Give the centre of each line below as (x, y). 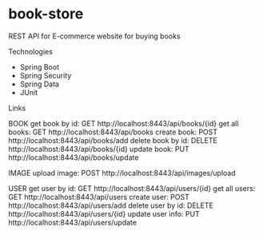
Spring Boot (40, 67)
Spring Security (46, 75)
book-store (46, 14)
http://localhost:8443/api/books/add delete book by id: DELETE (113, 140)
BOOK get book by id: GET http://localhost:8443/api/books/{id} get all (124, 123)
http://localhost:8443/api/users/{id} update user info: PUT (104, 213)
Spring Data (40, 84)
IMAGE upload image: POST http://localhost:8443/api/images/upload (122, 173)
